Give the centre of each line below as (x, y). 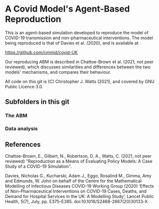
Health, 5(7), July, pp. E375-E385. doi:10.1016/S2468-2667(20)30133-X (77, 201)
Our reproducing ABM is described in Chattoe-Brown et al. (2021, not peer (79, 62)
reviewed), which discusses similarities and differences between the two (78, 67)
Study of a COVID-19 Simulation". (38, 166)
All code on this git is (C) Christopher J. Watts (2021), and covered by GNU (80, 81)
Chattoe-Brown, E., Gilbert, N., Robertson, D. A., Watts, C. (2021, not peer (78, 156)
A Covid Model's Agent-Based (68, 9)
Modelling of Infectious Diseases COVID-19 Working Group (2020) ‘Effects (79, 186)
